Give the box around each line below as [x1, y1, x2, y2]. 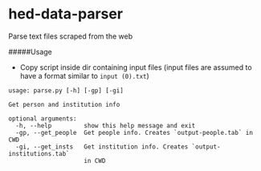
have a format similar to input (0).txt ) [19, 71, 150, 80]
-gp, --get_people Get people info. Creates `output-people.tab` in [15, 128, 253, 136]
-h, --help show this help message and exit [15, 121, 196, 129]
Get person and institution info [8, 100, 120, 108]
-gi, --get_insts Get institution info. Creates [15, 142, 189, 151]
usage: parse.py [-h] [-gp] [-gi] [8, 86, 124, 95]
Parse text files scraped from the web [8, 31, 133, 41]
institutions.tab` [8, 149, 70, 157]
